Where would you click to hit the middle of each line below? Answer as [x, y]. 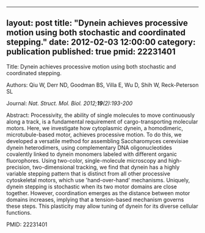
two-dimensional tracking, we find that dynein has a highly [106, 167]
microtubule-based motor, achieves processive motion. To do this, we [94, 135]
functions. [19, 212]
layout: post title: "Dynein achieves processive [97, 23]
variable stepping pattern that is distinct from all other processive [88, 173]
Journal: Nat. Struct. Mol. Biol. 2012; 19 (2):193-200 [70, 103]
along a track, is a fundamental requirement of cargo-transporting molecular [102, 121]
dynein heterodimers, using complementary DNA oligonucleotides [89, 147]
